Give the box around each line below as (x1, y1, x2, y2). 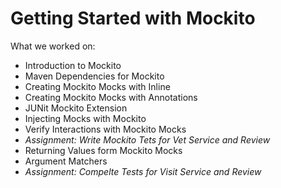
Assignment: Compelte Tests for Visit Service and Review (24, 165, 262, 177)
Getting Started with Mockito (10, 7, 256, 30)
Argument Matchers (24, 155, 108, 167)
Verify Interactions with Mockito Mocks (24, 123, 187, 135)
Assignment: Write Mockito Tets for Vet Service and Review (24, 133, 271, 146)
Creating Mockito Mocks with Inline (24, 80, 171, 92)
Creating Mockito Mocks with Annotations (24, 91, 198, 103)
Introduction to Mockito (24, 59, 122, 71)
